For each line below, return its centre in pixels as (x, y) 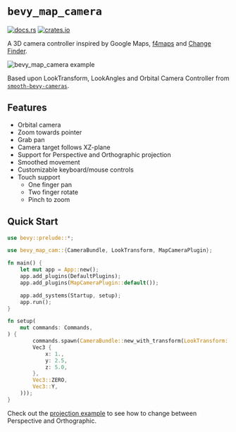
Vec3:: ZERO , (50, 380)
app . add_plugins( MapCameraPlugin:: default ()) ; (89, 283)
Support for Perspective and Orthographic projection (94, 154)
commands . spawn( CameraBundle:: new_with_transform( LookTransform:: (132, 341)
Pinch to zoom (49, 199)
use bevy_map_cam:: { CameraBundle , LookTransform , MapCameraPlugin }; (110, 250)
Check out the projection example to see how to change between (102, 413)
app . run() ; (36, 302)
